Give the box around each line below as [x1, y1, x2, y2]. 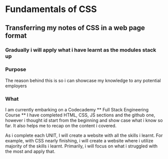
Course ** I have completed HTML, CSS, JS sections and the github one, [5, 112, 155, 118]
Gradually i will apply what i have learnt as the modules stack [5, 46, 156, 53]
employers [5, 83, 27, 89]
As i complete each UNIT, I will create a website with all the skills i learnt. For [5, 132, 163, 138]
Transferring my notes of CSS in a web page [5, 24, 145, 32]
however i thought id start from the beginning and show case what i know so [5, 117, 163, 123]
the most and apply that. [5, 148, 55, 154]
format [5, 31, 27, 40]
